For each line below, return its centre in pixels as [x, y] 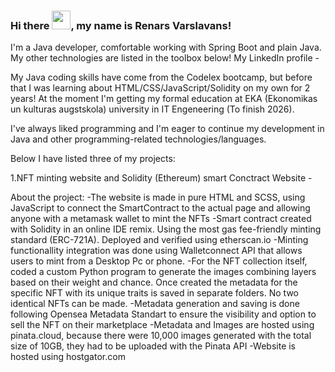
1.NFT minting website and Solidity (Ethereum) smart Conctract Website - [161, 178]
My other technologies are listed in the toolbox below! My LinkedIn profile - [165, 58]
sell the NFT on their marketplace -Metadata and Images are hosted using [162, 325]
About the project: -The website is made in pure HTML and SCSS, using [158, 197]
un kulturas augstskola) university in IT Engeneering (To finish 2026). [152, 109]
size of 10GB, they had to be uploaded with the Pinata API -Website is [153, 346]
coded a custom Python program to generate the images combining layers [163, 272]
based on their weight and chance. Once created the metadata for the [154, 282]
